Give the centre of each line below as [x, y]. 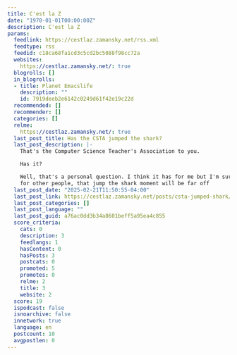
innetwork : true [37, 321]
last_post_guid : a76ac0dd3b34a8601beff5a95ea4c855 [90, 216]
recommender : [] [37, 112]
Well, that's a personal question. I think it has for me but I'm [120, 177]
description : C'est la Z [44, 27]
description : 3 [42, 236]
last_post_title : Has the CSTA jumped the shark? [88, 138]
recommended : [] [37, 106]
